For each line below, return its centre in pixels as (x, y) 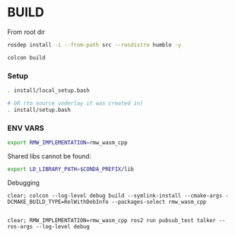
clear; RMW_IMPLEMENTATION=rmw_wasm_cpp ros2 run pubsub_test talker (112, 220)
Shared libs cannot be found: (49, 156)
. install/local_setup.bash (49, 90)
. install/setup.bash (39, 110)
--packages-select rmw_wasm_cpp (159, 202)
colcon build (26, 57)
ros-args (20, 226)
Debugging (24, 183)
